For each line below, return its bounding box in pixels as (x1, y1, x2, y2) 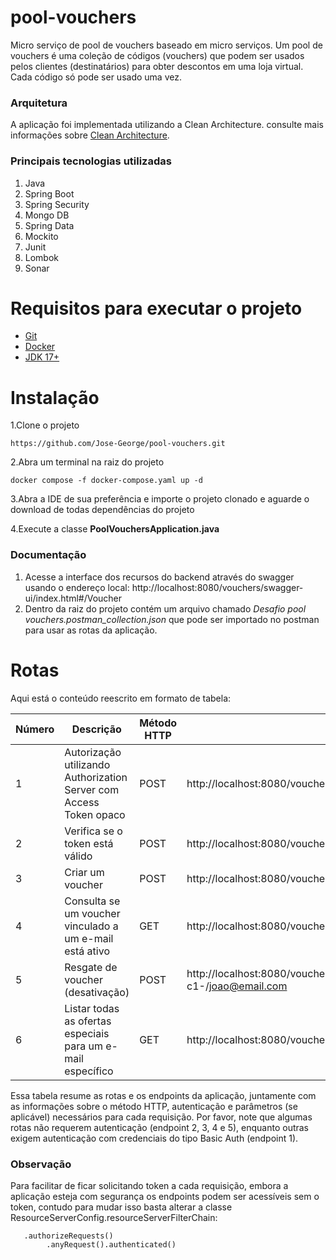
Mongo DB (24, 209, 70, 221)
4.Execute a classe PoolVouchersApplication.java (10, 523, 220, 535)
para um (64, 1039, 103, 1053)
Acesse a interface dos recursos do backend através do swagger (24, 571, 295, 583)
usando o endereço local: (24, 581, 130, 593)
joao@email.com (208, 979, 288, 993)
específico (64, 1064, 114, 1078)
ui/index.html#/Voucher (24, 592, 123, 604)
